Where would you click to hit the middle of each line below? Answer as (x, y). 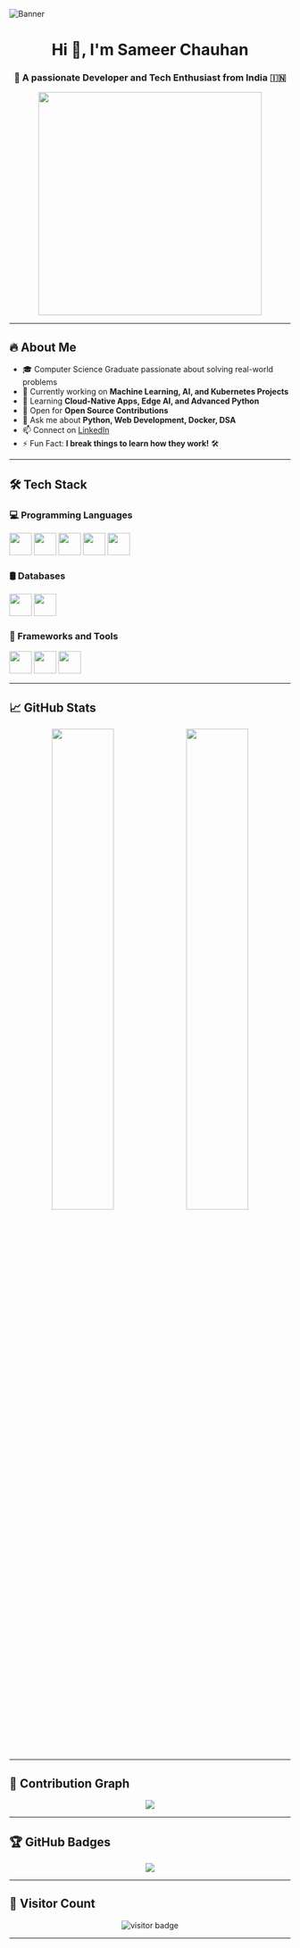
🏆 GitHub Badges (60, 1842)
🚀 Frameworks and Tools (64, 637)
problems (40, 382)
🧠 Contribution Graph (70, 1783)
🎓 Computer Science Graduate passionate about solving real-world (148, 370)
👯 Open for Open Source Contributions (95, 411)
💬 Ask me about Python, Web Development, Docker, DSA (129, 420)
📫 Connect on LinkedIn (66, 430)
